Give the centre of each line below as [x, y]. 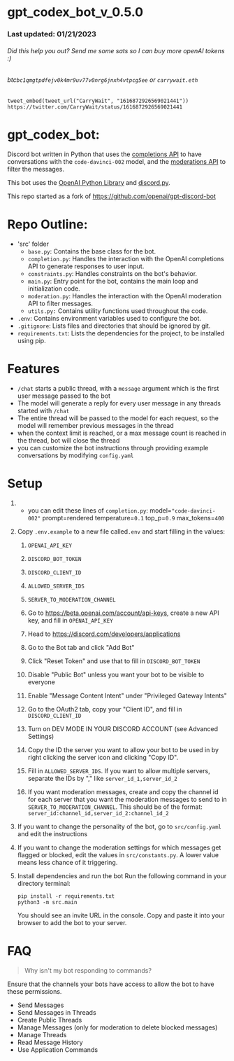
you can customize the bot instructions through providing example [113, 448]
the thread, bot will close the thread [68, 440]
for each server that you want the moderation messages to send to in [127, 799]
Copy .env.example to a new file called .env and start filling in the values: [121, 531]
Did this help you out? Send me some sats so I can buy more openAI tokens [116, 50]
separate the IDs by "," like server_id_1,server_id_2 [103, 778]
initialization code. [54, 289]
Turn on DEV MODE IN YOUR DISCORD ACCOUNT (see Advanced [123, 728]
